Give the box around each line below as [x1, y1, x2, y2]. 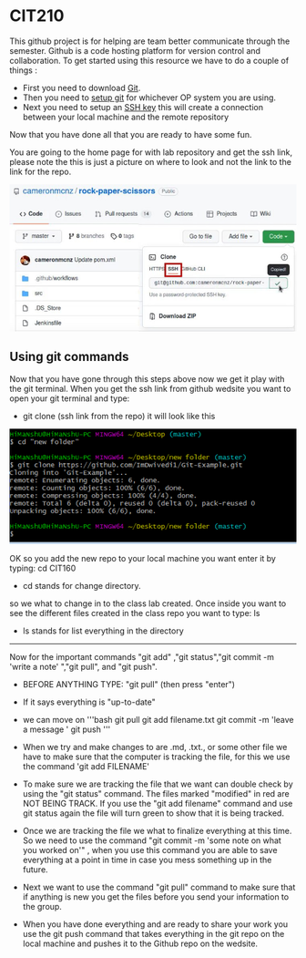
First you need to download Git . [22, 82, 141, 93]
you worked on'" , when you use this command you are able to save [22, 844, 278, 855]
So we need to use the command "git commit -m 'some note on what [22, 835, 282, 846]
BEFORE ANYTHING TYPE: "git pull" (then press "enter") [22, 678, 235, 689]
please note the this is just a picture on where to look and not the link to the [9, 156, 291, 167]
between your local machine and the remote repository [22, 111, 229, 122]
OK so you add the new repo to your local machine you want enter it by [9, 552, 276, 563]
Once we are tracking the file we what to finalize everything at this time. [22, 825, 292, 836]
